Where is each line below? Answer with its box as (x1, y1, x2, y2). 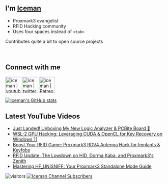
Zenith (12, 158, 26, 164)
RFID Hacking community (12, 23, 66, 29)
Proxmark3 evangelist (12, 17, 59, 23)
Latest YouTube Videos (5, 112, 80, 121)
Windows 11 (12, 136, 38, 142)
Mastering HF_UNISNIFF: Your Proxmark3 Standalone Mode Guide (12, 163, 152, 170)
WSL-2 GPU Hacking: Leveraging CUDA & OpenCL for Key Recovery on (12, 131, 163, 137)
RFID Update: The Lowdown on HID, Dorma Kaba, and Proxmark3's (12, 152, 154, 159)
